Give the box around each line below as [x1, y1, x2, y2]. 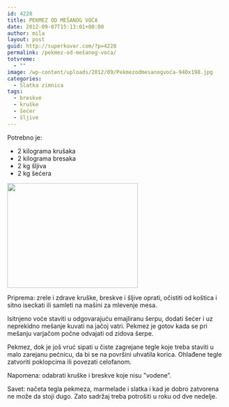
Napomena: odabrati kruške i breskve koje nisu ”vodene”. [7, 371, 172, 379]
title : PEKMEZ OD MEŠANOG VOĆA [7, 17, 98, 24]
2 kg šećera [17, 169, 52, 177]
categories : [7, 75, 42, 82]
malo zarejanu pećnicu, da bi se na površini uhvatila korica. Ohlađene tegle [7, 350, 222, 358]
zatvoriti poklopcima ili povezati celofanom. [7, 357, 132, 366]
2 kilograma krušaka [17, 147, 76, 155]
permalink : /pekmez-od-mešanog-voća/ [7, 50, 117, 57]
